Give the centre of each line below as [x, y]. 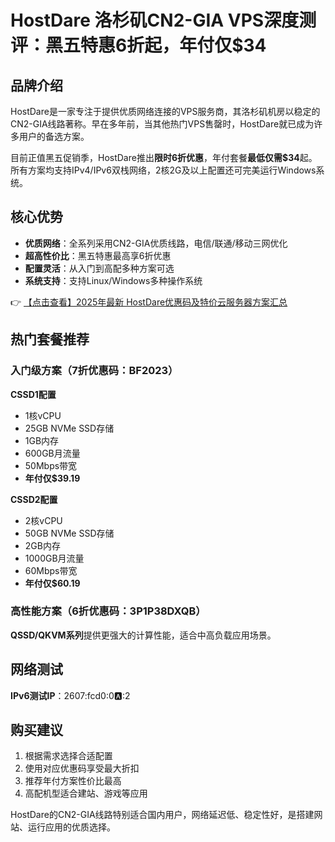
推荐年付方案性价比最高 [73, 781]
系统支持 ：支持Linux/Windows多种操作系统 [113, 280]
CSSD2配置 [34, 499]
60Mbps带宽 [51, 570]
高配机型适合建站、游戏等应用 [86, 793]
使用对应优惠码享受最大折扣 [82, 768]
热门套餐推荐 [50, 339]
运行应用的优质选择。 [71, 827]
